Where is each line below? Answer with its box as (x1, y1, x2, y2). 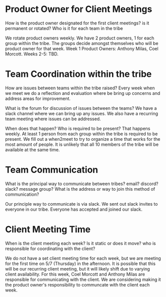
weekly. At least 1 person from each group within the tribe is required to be (5, 131, 158, 137)
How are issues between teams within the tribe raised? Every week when (5, 85, 155, 91)
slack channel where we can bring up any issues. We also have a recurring (5, 110, 158, 116)
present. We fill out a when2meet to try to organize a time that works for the (5, 136, 161, 142)
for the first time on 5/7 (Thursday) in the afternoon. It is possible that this (5, 261, 156, 267)
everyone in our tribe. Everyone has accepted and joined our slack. (5, 206, 143, 212)
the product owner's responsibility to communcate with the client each (5, 282, 150, 288)
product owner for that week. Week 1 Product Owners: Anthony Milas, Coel (5, 45, 159, 51)
